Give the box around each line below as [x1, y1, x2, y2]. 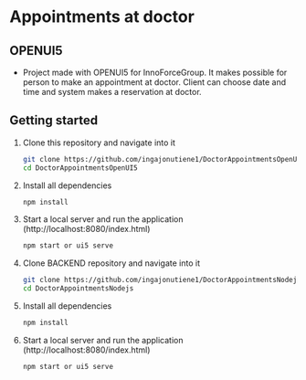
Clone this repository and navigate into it [22, 137, 176, 148]
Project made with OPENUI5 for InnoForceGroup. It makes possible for [22, 67, 288, 78]
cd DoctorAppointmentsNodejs [22, 284, 134, 293]
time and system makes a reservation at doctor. [22, 87, 203, 97]
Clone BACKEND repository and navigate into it [22, 258, 201, 269]
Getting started [9, 112, 99, 129]
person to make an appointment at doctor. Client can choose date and [22, 77, 287, 88]
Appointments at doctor [9, 6, 195, 27]
